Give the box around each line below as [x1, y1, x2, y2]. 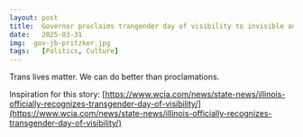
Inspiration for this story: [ [9, 89, 106, 100]
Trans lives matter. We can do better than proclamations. [9, 71, 220, 82]
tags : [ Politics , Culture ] [9, 47, 119, 56]
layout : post [9, 13, 59, 23]
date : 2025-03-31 [9, 30, 83, 39]
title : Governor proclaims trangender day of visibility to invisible [9, 22, 284, 31]
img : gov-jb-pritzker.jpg [9, 38, 111, 48]
